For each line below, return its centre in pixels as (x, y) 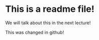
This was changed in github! (35, 32)
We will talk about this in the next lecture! (48, 23)
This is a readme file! (50, 9)
